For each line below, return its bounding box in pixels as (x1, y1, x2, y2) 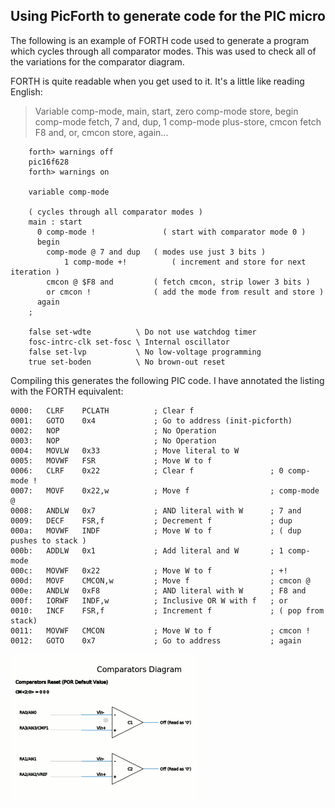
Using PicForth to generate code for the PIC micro (10, 8, 326, 25)
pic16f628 (28, 157, 70, 167)
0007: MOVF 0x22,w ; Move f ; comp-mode (10, 485, 320, 496)
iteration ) (10, 267, 60, 277)
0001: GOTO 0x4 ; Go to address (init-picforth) (10, 415, 293, 426)
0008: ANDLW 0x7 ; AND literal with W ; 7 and (10, 505, 302, 516)
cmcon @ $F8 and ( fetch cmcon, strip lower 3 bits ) (46, 277, 311, 287)
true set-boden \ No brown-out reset (28, 357, 226, 367)
